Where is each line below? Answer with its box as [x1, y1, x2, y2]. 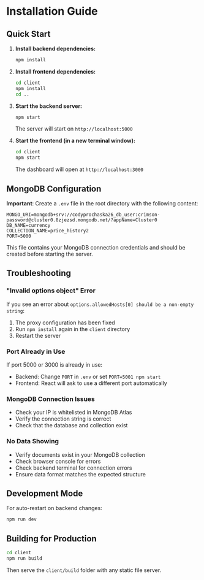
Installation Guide [6, 4, 98, 18]
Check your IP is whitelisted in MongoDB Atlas [15, 409, 132, 416]
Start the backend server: [15, 102, 83, 110]
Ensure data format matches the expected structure [15, 470, 146, 478]
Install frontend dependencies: [15, 67, 96, 75]
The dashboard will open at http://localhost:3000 [15, 166, 144, 173]
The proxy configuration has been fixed [15, 319, 115, 326]
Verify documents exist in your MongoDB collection [15, 451, 145, 458]
